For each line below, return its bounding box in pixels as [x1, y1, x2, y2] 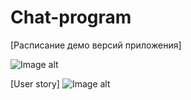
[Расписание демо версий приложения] [10, 39, 182, 51]
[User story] [10, 77, 60, 90]
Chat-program [10, 6, 132, 29]
